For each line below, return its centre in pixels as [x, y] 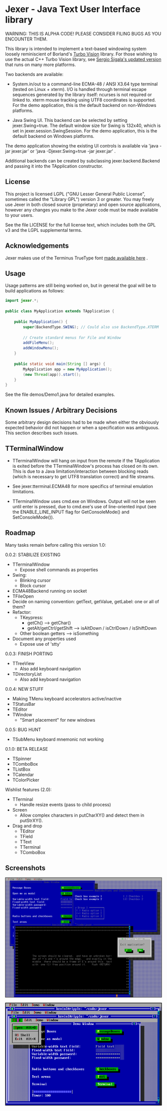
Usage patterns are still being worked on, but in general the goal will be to [81, 285]
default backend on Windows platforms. [53, 136]
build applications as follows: [35, 291]
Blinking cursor [35, 580]
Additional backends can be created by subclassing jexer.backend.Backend [83, 160]
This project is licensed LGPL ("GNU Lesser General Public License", [75, 194]
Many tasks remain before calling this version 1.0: [56, 545]
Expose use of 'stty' [40, 644]
